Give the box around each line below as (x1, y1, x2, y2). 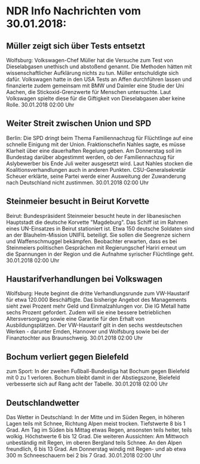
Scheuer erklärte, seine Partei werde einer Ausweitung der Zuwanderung (6, 172, 186, 180)
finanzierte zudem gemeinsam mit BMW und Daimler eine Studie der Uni (6, 82, 184, 89)
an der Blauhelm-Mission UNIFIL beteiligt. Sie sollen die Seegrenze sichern (6, 231, 190, 238)
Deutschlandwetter (6, 398, 79, 408)
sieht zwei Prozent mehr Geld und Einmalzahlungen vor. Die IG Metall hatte (6, 302, 190, 310)
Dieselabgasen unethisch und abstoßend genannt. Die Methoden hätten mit (6, 63, 192, 70)
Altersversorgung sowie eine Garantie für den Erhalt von (6, 316, 145, 323)
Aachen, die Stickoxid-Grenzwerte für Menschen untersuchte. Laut (6, 89, 171, 95)
